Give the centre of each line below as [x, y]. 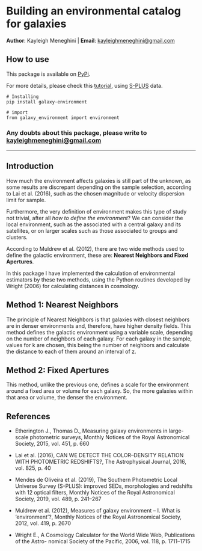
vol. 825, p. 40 [33, 468]
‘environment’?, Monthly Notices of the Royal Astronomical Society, [98, 517]
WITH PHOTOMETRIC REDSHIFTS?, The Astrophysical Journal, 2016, [100, 462]
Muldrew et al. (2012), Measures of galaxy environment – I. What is [97, 511]
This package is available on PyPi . [48, 74]
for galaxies [36, 24]
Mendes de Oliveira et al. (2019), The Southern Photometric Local [96, 480]
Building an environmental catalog [94, 11]
